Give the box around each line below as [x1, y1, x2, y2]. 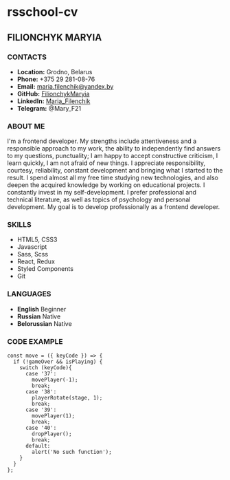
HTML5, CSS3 [16, 235, 58, 244]
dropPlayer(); [32, 430, 72, 437]
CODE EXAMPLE [7, 336, 63, 346]
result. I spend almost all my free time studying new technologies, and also [7, 173, 218, 182]
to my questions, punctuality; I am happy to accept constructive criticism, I [7, 152, 218, 160]
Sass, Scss [16, 250, 49, 259]
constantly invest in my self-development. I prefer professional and [7, 188, 197, 197]
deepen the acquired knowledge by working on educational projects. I [7, 181, 205, 189]
